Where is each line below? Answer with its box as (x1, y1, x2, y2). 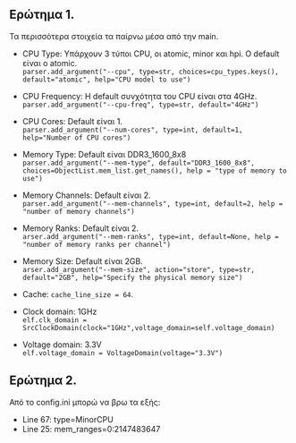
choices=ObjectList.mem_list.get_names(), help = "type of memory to (21, 166, 288, 175)
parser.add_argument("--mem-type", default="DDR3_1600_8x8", (21, 158, 256, 167)
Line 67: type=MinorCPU (21, 413, 114, 424)
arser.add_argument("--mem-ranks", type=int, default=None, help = (21, 232, 279, 241)
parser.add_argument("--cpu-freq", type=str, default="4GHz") (21, 100, 259, 109)
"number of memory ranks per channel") (21, 240, 172, 249)
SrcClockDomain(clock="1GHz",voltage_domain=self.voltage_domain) (21, 323, 275, 332)
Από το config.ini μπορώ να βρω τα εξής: (9, 396, 161, 407)
